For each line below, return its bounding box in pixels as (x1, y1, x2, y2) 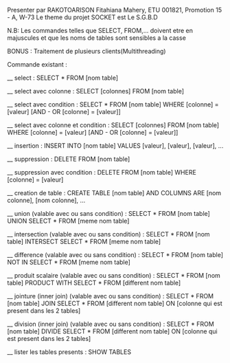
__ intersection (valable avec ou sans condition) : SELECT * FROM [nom (7, 230, 211, 238)
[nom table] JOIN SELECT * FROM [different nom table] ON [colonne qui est (7, 299, 223, 307)
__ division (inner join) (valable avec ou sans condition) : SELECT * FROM (7, 320, 214, 328)
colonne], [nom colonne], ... (7, 196, 86, 204)
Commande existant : (7, 60, 67, 68)
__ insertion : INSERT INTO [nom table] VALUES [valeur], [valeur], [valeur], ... (7, 142, 224, 150)
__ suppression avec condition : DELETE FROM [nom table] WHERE (7, 168, 197, 176)
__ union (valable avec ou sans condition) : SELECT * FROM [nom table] (7, 210, 211, 217)
